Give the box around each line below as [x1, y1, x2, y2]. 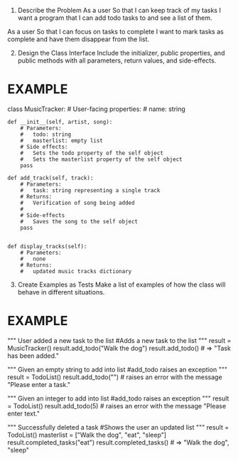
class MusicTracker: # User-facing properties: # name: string [7, 105, 186, 113]
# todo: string [20, 131, 72, 138]
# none [20, 255, 46, 263]
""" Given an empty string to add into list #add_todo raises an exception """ [7, 365, 227, 373]
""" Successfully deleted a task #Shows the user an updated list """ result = [7, 423, 229, 431]
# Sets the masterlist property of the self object [20, 156, 183, 163]
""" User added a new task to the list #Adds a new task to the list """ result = [7, 336, 232, 344]
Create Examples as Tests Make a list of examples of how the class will [17, 280, 226, 289]
